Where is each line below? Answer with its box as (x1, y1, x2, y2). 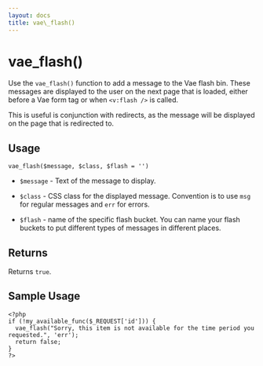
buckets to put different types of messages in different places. (19, 223, 221, 232)
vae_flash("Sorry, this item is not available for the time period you (15, 324, 255, 332)
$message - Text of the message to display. (19, 176, 156, 185)
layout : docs (8, 11, 51, 20)
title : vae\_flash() (8, 19, 76, 27)
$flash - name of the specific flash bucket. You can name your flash (19, 215, 241, 225)
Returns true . (8, 267, 52, 276)
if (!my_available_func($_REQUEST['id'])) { (8, 317, 156, 325)
